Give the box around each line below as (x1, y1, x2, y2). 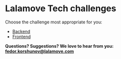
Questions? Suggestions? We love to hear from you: (5, 43, 114, 49)
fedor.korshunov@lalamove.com (5, 48, 74, 54)
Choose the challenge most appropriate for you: (5, 19, 102, 25)
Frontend (12, 34, 31, 39)
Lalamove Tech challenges (5, 3, 117, 14)
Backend (12, 28, 30, 34)
